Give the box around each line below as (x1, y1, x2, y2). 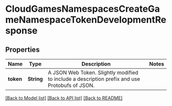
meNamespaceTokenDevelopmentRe (5, 14, 166, 26)
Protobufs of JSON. (48, 82, 95, 89)
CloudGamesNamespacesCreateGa (5, 3, 160, 15)
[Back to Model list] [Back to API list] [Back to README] (5, 95, 123, 101)
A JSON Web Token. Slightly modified (48, 69, 139, 76)
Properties (5, 45, 40, 54)
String (27, 75, 43, 82)
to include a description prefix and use (48, 75, 140, 82)
